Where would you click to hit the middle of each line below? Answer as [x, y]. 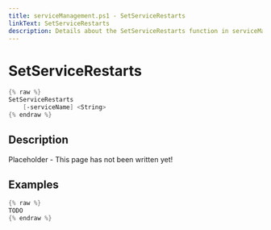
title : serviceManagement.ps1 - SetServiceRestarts [97, 16]
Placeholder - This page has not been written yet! [91, 159]
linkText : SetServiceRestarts [59, 23]
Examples [33, 185]
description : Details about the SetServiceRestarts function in [119, 31]
